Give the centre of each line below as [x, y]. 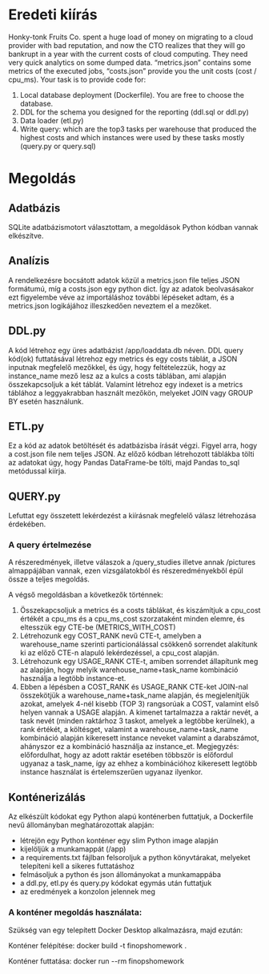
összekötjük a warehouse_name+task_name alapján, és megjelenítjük [134, 695]
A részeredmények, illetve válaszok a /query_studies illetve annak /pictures [132, 562]
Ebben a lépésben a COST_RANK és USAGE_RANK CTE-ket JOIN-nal [134, 687]
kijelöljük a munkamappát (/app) [73, 849]
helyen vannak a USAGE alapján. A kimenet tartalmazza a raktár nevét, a [139, 712]
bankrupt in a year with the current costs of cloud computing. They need [128, 54]
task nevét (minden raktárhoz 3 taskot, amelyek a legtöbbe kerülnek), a [137, 721]
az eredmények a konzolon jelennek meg [88, 891]
